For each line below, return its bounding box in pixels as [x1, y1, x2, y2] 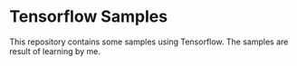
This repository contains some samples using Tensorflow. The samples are [9, 36, 289, 47]
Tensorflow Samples [9, 6, 168, 27]
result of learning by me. [9, 45, 101, 56]
